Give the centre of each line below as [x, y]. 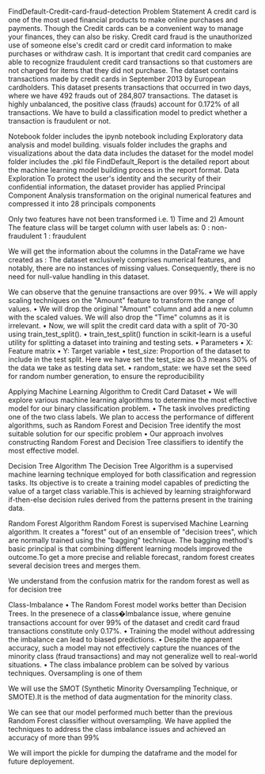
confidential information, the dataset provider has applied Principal [117, 187]
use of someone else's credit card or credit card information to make [120, 45]
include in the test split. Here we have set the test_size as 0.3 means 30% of [132, 359]
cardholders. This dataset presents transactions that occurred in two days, [130, 87]
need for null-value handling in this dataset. [79, 276]
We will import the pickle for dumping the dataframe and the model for [123, 753]
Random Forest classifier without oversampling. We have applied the [120, 720]
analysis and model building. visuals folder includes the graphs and [118, 145]
